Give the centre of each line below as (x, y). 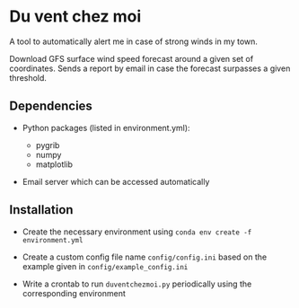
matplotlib (54, 164)
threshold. (28, 77)
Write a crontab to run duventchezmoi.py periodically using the (137, 284)
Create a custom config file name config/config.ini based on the (145, 257)
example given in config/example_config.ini (105, 266)
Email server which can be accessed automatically (116, 181)
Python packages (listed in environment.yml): (106, 128)
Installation (41, 210)
